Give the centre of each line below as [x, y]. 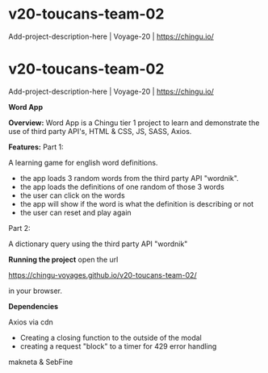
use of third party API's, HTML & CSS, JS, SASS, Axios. [100, 131]
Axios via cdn [31, 322]
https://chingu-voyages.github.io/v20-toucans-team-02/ [103, 275]
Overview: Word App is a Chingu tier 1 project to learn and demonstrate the [134, 123]
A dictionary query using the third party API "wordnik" [98, 244]
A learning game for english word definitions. [83, 162]
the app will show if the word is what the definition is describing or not [137, 203]
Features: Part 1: [36, 147]
